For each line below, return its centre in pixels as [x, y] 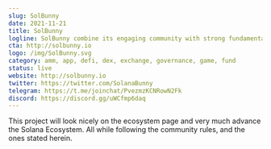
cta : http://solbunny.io [50, 46]
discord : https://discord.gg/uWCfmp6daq [77, 98]
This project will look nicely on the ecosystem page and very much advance [135, 121]
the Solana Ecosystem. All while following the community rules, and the [127, 130]
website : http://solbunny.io [57, 76]
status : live [30, 68]
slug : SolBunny [34, 16]
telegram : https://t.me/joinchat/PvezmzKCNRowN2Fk [95, 91]
